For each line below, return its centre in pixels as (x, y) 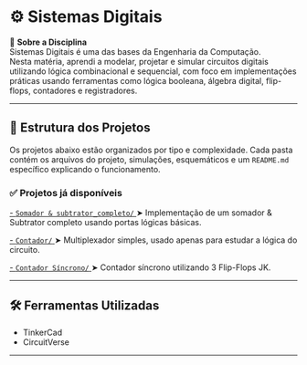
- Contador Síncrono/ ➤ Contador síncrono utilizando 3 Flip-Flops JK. (140, 267)
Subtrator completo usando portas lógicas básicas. (106, 223)
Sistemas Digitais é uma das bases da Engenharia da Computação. (136, 51)
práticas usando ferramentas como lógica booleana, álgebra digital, (137, 80)
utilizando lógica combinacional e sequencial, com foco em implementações (153, 71)
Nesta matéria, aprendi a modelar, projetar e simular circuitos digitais (139, 61)
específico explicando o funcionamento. (85, 169)
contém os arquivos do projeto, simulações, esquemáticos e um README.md (149, 159)
